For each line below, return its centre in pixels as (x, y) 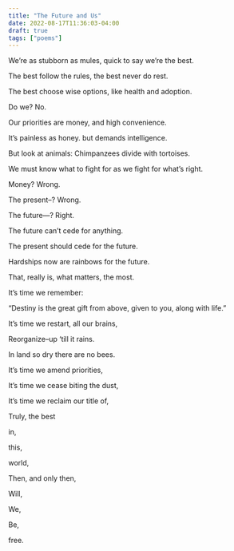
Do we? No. (27, 107)
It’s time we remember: (46, 293)
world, (19, 463)
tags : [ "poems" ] (35, 38)
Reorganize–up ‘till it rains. (52, 339)
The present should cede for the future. (73, 246)
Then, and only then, (42, 478)
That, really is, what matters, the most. (71, 277)
